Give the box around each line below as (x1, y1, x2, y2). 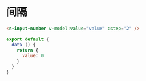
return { (17, 47, 39, 54)
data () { (11, 42, 36, 48)
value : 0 (21, 53, 44, 59)
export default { (6, 36, 49, 42)
